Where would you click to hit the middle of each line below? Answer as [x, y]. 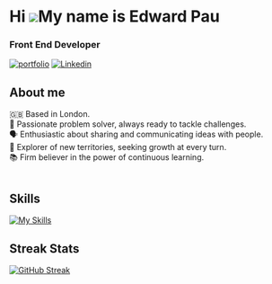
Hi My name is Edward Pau [114, 17]
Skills [25, 198]
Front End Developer [55, 45]
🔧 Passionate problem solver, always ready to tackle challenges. [128, 124]
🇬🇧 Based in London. [50, 114]
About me [37, 92]
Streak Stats [44, 248]
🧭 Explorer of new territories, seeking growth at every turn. [118, 147]
